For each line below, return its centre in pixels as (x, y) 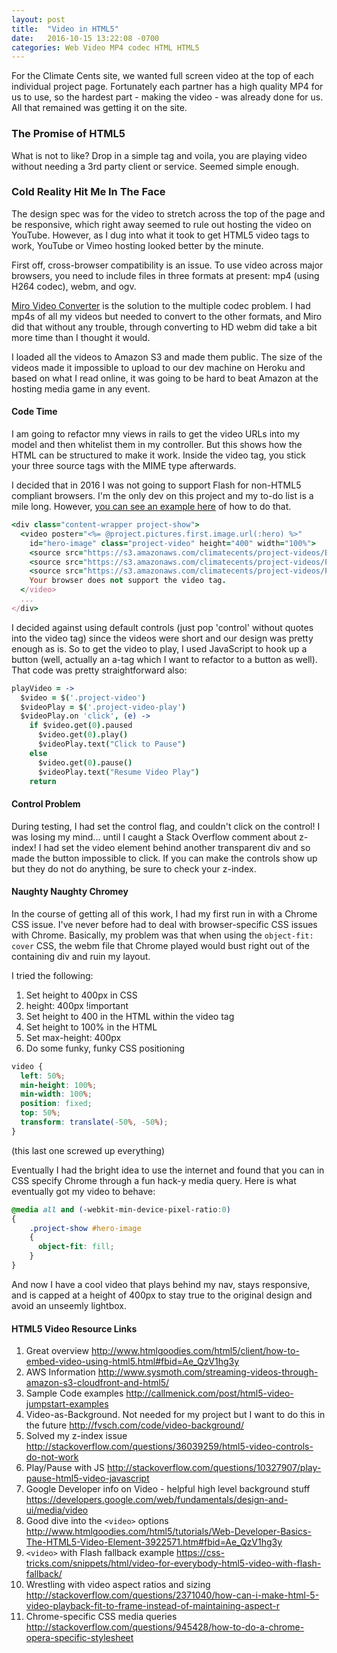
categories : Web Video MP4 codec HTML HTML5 (105, 47)
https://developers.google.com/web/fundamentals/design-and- (157, 1500)
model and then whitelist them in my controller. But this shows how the (157, 445)
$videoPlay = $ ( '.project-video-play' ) (103, 707)
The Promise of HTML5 (68, 134)
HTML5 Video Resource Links (74, 1328)
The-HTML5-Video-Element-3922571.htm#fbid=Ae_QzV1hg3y (154, 1542)
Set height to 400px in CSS (81, 995)
